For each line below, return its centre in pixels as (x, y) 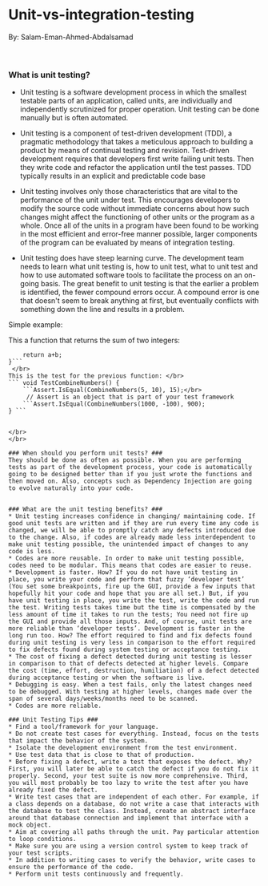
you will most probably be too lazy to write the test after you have (128, 783)
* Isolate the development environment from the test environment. (123, 748)
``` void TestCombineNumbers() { (64, 383)
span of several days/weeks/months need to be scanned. (103, 699)
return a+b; (42, 355)
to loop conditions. (43, 839)
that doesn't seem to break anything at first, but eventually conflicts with (139, 301)
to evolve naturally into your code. (71, 488)
